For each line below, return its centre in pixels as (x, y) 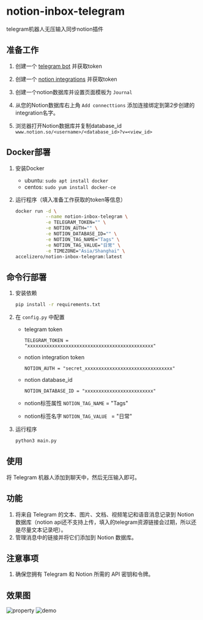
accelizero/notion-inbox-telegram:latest (68, 256)
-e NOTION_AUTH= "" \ (72, 228)
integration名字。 (37, 113)
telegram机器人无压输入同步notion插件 (55, 29)
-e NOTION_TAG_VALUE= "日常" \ (83, 245)
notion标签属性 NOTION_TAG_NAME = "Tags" (76, 403)
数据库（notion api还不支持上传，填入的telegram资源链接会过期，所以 (103, 522)
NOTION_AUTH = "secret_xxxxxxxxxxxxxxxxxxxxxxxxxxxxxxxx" (100, 368)
